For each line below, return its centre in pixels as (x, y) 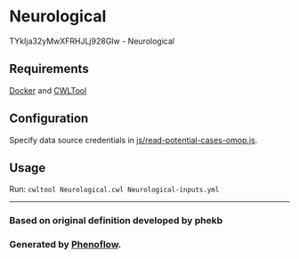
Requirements (49, 69)
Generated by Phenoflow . (65, 245)
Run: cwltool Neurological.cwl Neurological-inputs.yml (114, 190)
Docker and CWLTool (48, 90)
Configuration (49, 119)
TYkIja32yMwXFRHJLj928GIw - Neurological (92, 41)
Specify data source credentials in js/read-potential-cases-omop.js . (133, 140)
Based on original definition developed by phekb (116, 221)
